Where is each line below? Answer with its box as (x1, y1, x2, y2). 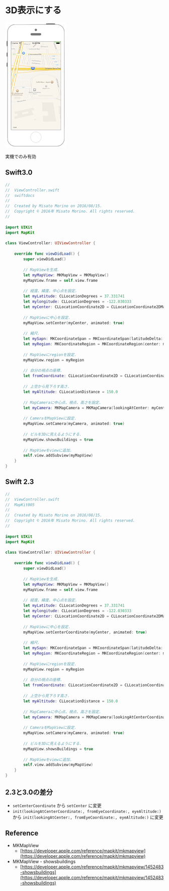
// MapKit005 (5, 502, 35, 507)
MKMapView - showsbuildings (12, 858, 76, 864)
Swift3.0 (5, 168, 33, 177)
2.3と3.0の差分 (5, 788, 53, 797)
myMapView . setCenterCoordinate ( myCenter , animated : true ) (23, 630, 147, 635)
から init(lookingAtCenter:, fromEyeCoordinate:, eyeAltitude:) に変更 (12, 814, 163, 820)
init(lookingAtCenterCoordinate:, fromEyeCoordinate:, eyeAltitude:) (12, 809, 162, 814)
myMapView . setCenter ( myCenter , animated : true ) (23, 320, 125, 325)
